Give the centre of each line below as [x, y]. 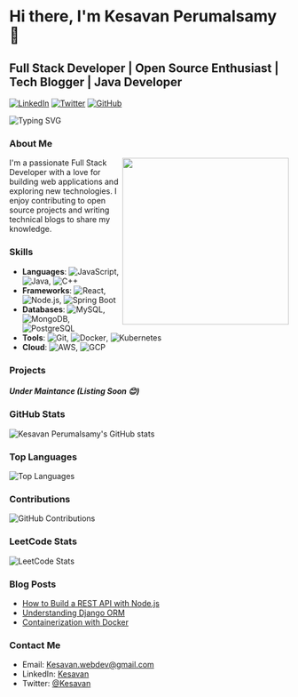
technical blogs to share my [60, 220]
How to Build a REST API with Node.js [90, 604]
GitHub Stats [37, 414]
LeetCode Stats [43, 541]
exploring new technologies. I [63, 191]
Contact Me [35, 645]
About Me [31, 143]
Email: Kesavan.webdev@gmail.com [88, 665]
